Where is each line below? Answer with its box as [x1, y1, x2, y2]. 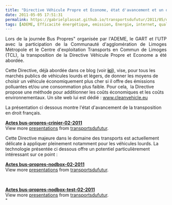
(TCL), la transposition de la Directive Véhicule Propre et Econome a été [5, 52, 167, 58]
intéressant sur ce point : [5, 151, 58, 157]
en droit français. [5, 110, 41, 116]
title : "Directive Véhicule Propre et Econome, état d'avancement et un [5, 7, 164, 13]
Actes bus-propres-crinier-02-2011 [5, 120, 82, 126]
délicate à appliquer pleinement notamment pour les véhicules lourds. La [5, 141, 159, 147]
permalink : [5, 17, 29, 22]
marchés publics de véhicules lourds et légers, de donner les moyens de [5, 73, 159, 79]
